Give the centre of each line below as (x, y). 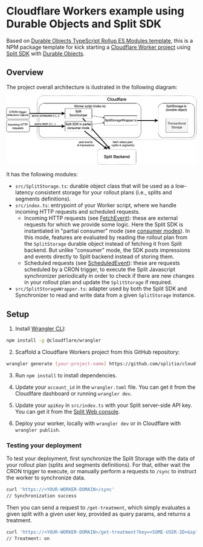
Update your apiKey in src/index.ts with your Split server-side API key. (103, 405)
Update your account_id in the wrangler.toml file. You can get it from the (105, 387)
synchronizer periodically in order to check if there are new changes (109, 276)
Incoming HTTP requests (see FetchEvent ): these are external (101, 218)
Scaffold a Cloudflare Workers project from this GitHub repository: (97, 352)
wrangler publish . (37, 429)
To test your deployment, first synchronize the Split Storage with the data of (101, 459)
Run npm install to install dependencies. (66, 375)
